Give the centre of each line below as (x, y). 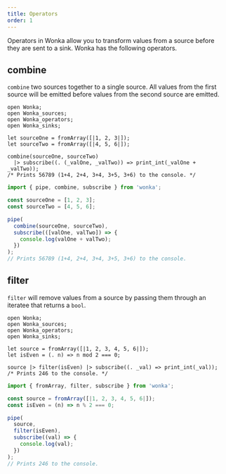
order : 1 (20, 20)
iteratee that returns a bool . (47, 305)
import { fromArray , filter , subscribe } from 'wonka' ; (91, 386)
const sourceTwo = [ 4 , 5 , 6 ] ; (52, 207)
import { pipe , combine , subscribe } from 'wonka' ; (84, 187)
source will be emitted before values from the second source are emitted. (113, 94)
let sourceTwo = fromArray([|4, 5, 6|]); (69, 144)
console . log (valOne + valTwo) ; (66, 239)
